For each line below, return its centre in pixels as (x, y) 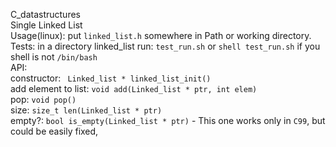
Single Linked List (46, 25)
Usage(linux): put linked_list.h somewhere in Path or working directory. (161, 35)
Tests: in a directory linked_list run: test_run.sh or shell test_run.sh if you (165, 46)
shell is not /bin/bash (54, 57)
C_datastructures (45, 14)
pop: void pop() (43, 99)
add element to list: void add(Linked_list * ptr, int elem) (134, 88)
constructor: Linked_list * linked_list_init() (111, 78)
